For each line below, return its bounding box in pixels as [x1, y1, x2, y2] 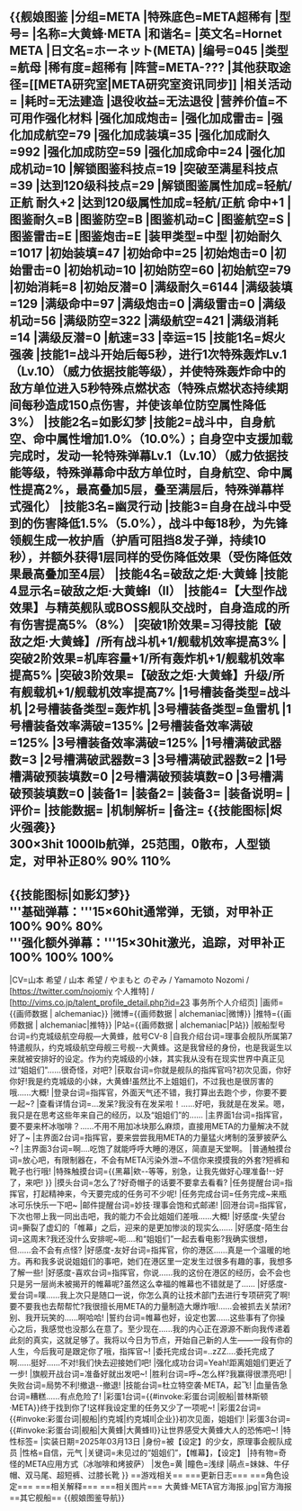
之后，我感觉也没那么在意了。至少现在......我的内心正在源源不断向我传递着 [16, 1324, 291, 1335]
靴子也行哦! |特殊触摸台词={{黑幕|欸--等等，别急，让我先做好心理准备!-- [9, 1166, 277, 1177]
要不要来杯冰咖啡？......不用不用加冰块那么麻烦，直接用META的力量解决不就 [9, 1121, 289, 1132]
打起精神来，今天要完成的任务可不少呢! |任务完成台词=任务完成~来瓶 [32, 1189, 288, 1199]
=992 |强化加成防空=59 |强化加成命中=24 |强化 [9, 144, 274, 160]
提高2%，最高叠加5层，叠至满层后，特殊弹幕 [21, 482, 272, 498]
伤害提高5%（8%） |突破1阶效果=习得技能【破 [21, 617, 281, 633]
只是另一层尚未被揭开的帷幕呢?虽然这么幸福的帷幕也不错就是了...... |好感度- [9, 1279, 288, 1289]
